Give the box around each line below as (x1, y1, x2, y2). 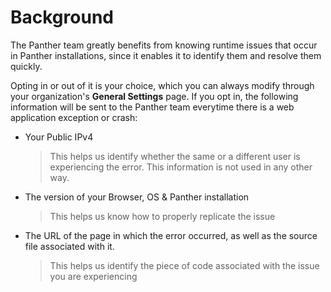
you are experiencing (49, 270, 138, 282)
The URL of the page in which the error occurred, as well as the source (24, 229, 318, 241)
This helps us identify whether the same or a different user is (49, 150, 301, 162)
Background (10, 6, 114, 29)
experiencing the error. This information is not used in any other (49, 161, 313, 173)
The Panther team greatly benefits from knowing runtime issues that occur (10, 39, 318, 51)
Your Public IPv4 (24, 131, 94, 143)
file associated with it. (24, 240, 115, 252)
